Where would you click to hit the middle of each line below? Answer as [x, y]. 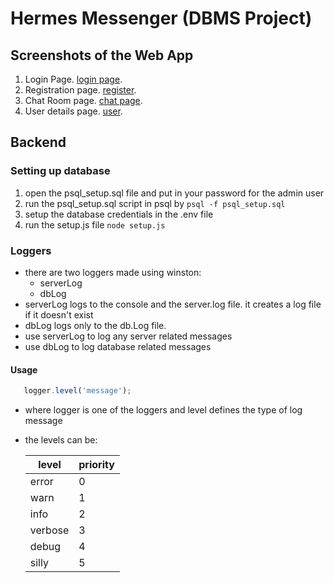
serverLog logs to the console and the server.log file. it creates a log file [173, 304]
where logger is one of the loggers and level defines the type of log [163, 410]
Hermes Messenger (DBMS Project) [161, 18]
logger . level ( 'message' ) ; [77, 391]
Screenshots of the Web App [102, 55]
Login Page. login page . [73, 79]
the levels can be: [61, 440]
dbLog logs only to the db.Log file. [95, 325]
